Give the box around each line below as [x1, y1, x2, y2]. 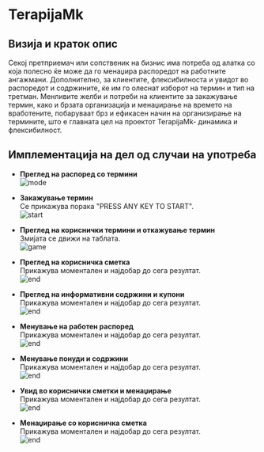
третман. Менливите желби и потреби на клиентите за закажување [8, 92, 239, 101]
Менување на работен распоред [19, 321, 134, 331]
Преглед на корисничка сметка [19, 257, 130, 267]
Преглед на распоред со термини [19, 169, 138, 179]
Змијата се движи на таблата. [19, 234, 121, 243]
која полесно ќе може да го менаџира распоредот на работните [8, 66, 227, 76]
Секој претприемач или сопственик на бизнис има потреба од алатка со [8, 58, 255, 67]
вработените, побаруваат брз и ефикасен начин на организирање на [8, 108, 243, 118]
